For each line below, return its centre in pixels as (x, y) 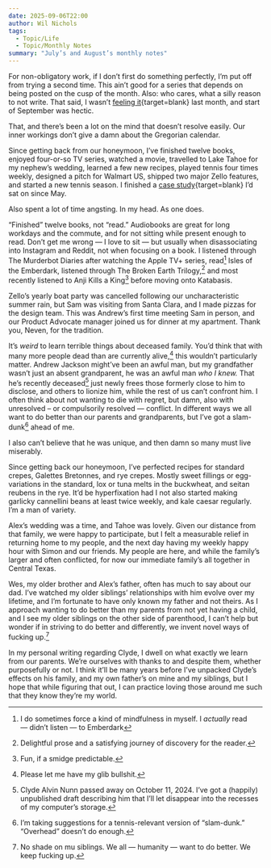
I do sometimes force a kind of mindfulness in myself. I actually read (133, 719)
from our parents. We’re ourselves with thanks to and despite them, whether (135, 661)
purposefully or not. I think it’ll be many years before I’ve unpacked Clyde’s (133, 669)
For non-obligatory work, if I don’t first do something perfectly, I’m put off (130, 76)
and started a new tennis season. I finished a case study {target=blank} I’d (131, 185)
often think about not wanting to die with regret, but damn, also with (121, 400)
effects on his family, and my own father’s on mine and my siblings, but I (128, 678)
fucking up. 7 (29, 636)
